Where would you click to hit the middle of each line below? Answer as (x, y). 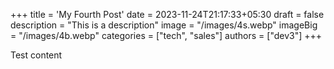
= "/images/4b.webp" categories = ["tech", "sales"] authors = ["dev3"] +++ (166, 35)
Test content (36, 55)
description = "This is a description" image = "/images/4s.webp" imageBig (164, 25)
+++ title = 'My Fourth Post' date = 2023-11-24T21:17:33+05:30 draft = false (167, 14)
